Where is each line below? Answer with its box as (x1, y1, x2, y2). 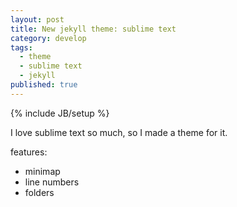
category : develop (10, 33, 87, 43)
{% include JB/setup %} (10, 107, 110, 119)
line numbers (24, 176, 80, 188)
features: (10, 146, 48, 158)
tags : (10, 42, 33, 53)
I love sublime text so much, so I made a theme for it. (10, 126, 228, 138)
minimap (24, 165, 61, 177)
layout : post (10, 14, 65, 25)
